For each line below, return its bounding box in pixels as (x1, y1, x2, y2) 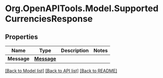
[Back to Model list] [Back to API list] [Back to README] (5, 68, 117, 74)
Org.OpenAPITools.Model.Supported (5, 3, 159, 14)
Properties (5, 33, 38, 41)
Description (61, 47, 89, 54)
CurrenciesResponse (5, 13, 93, 24)
